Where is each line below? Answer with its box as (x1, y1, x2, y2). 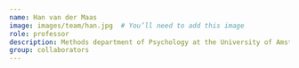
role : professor (9, 29, 69, 38)
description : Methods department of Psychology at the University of (9, 37, 273, 47)
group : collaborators (9, 46, 90, 55)
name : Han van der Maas (9, 12, 98, 22)
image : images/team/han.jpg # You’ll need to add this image (9, 21, 245, 30)
